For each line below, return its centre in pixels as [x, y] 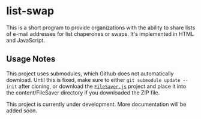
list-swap [30, 11]
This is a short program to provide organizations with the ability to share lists [101, 28]
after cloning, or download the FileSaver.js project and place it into [102, 86]
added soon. [22, 110]
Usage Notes [31, 59]
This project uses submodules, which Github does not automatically [90, 74]
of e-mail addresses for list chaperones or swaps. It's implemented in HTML [100, 33]
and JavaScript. [25, 40]
